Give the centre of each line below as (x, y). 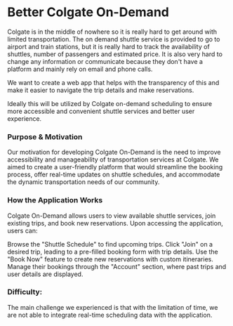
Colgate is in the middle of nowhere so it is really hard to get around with (112, 32)
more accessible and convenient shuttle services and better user (101, 111)
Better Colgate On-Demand (88, 12)
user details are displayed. (45, 274)
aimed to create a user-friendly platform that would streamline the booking (115, 167)
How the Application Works (55, 200)
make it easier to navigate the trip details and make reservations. (101, 90)
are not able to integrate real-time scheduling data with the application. (110, 315)
